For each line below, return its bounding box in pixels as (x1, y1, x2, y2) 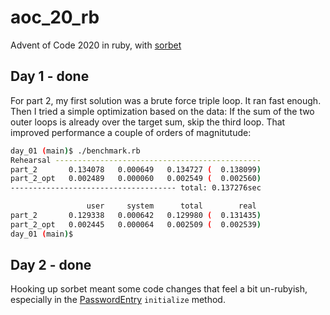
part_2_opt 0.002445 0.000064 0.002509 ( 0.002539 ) (10, 219, 262, 230)
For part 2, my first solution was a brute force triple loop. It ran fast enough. (10, 94, 322, 106)
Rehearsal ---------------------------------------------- (10, 155, 262, 165)
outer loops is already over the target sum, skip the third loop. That (10, 116, 286, 128)
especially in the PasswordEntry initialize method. (10, 294, 226, 306)
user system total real (86, 201, 257, 211)
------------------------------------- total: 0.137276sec (10, 183, 262, 193)
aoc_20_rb (10, 6, 100, 29)
